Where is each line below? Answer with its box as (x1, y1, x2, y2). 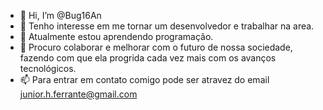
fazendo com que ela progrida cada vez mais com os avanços (19, 52, 277, 64)
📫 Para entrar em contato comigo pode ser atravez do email (19, 74, 270, 85)
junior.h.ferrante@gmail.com (19, 88, 138, 100)
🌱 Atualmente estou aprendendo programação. (19, 31, 214, 42)
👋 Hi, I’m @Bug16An (19, 10, 102, 21)
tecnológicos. (19, 63, 77, 74)
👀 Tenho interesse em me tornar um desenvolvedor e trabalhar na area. (19, 20, 315, 32)
